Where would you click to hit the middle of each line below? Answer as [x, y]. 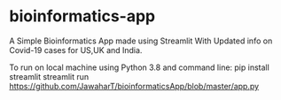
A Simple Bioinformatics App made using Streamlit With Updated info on [141, 41]
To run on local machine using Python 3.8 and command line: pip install [140, 67]
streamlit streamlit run [49, 76]
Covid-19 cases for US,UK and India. [76, 50]
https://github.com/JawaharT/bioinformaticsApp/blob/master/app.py [134, 86]
